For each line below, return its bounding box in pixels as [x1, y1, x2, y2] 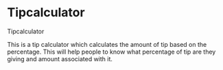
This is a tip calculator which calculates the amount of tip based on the [7, 40, 207, 48]
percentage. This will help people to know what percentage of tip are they [7, 48, 216, 56]
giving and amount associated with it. [7, 54, 113, 63]
